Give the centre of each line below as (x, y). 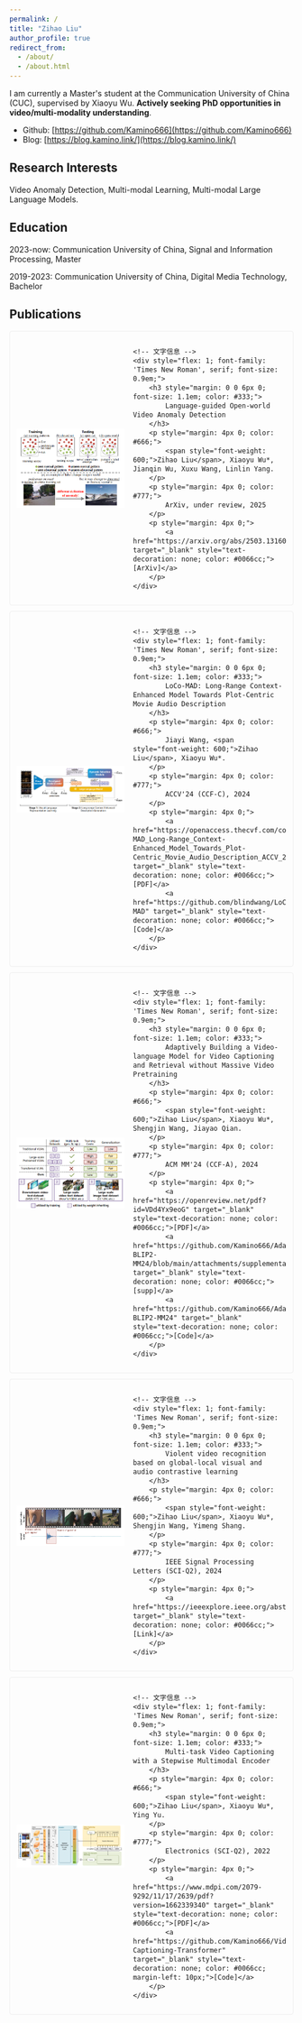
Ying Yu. (149, 1816)
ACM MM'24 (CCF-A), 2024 (212, 1165)
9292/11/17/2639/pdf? (174, 1897)
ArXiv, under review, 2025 (216, 505)
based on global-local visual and (198, 1463)
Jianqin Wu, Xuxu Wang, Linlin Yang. (204, 469)
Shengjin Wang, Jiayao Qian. (188, 1129)
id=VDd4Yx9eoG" (161, 1210)
